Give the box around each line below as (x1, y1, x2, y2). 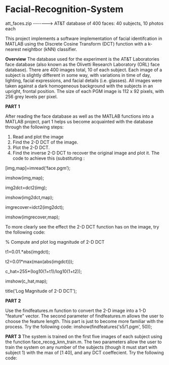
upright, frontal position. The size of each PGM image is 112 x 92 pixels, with (5, 88, 164, 94)
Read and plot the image (12, 133, 64, 140)
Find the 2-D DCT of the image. (12, 139, 78, 145)
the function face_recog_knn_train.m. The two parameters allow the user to (5, 339, 162, 345)
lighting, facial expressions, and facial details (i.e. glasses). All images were (5, 77, 162, 83)
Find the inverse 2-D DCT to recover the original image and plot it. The (12, 150, 160, 156)
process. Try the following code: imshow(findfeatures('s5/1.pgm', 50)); (5, 324, 152, 330)
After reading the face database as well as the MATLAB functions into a (5, 113, 154, 119)
